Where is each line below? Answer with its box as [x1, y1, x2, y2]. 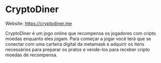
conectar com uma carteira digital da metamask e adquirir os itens [5, 41, 145, 47]
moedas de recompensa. [5, 52, 58, 58]
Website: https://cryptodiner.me [5, 20, 72, 26]
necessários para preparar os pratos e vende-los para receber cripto [5, 46, 150, 52]
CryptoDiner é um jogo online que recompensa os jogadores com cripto [5, 30, 156, 36]
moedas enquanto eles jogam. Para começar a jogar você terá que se [5, 36, 151, 42]
